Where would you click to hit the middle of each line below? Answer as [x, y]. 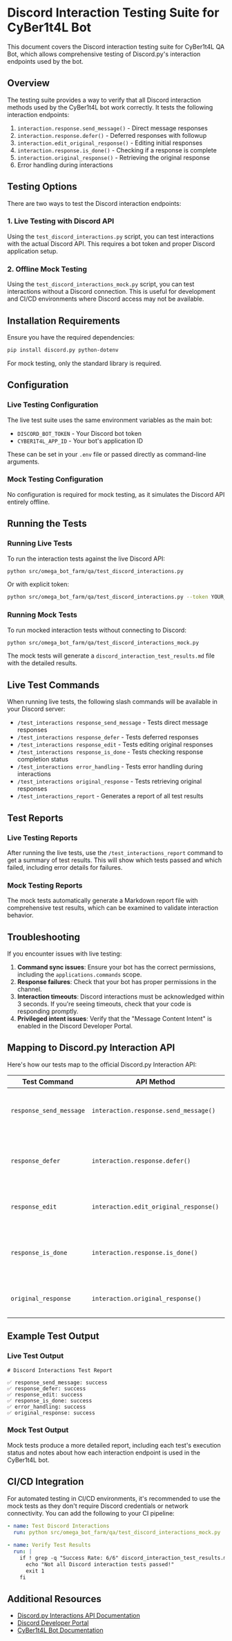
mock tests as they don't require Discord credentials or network [98, 1506]
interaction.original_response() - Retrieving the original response [114, 157]
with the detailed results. [42, 663]
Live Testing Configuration [53, 405]
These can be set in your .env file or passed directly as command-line [107, 454]
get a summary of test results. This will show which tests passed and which [115, 860]
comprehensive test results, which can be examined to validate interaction [113, 908]
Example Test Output [53, 1336]
